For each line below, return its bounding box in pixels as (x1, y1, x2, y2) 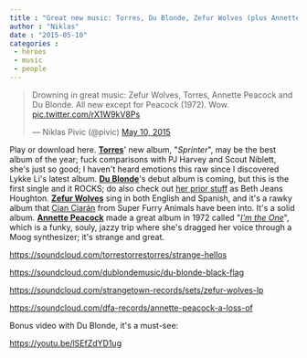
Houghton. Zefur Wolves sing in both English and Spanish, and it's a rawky (9, 193, 292, 204)
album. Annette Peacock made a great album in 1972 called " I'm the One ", (9, 212, 290, 223)
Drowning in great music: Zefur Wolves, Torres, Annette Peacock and (31, 89, 293, 100)
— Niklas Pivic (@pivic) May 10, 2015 (31, 126, 171, 137)
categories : (9, 38, 59, 48)
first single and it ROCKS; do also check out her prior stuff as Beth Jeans (9, 183, 283, 194)
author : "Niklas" (9, 22, 79, 31)
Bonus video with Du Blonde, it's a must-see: (9, 320, 179, 331)
